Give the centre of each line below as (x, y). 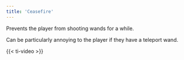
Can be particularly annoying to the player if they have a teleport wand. (92, 39)
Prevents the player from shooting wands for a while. (70, 28)
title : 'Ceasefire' (30, 11)
